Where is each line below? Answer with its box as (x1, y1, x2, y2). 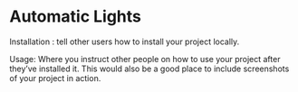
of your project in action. (9, 72, 101, 83)
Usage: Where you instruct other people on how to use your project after (9, 53, 281, 64)
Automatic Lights (9, 6, 142, 27)
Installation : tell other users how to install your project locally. (9, 36, 240, 47)
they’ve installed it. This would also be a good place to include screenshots (9, 63, 290, 74)
